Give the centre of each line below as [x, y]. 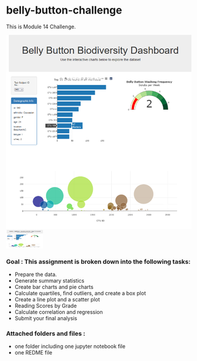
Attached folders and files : [46, 333]
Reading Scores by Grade [46, 306]
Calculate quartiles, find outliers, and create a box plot [80, 293]
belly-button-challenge [64, 10]
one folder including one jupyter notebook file [70, 346]
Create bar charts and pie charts [54, 287]
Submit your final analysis [46, 318]
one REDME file [34, 353]
